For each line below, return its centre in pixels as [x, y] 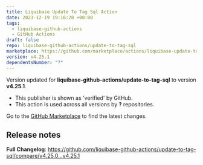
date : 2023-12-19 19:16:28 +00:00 [50, 18]
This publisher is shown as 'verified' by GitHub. [74, 98]
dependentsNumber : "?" [35, 62]
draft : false [23, 40]
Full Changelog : [26, 149]
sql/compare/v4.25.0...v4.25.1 [43, 156]
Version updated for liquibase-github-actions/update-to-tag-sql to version [101, 80]
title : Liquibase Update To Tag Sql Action [62, 12]
